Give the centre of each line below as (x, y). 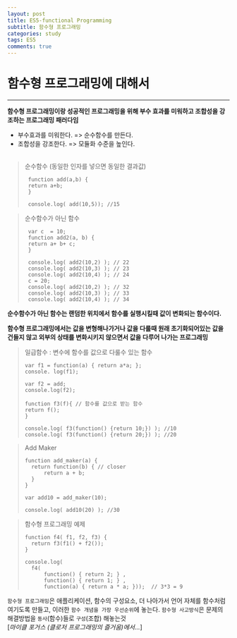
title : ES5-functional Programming (60, 20)
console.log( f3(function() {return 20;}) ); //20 (101, 434)
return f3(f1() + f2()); (68, 544)
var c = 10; (47, 231)
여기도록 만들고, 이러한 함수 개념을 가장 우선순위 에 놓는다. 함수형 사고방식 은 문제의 (115, 609)
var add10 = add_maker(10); (66, 498)
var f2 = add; (45, 384)
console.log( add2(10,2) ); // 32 (79, 287)
